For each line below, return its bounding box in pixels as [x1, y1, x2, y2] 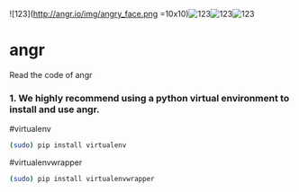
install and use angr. [9, 103, 101, 116]
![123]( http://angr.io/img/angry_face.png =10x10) [9, 9, 189, 19]
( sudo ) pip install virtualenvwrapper [9, 175, 155, 184]
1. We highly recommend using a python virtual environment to [9, 92, 290, 104]
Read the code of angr [9, 69, 93, 80]
